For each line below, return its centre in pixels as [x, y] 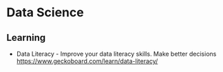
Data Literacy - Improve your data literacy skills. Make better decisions [116, 54]
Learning [26, 38]
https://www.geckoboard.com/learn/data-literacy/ [87, 61]
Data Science [45, 13]
